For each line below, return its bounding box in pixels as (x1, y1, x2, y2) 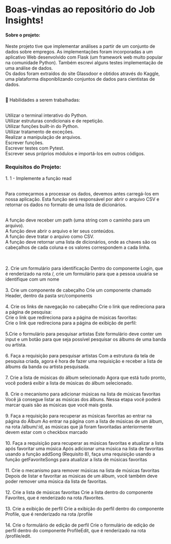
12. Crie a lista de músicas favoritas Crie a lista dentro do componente (5, 489, 153, 495)
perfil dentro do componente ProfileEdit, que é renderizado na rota (5, 527, 146, 533)
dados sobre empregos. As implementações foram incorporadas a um (5, 49, 153, 55)
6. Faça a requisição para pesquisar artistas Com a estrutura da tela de (5, 352, 155, 358)
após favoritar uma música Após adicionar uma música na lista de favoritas (5, 445, 164, 451)
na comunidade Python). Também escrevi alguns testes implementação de (5, 60, 163, 66)
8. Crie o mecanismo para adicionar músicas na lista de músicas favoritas (5, 391, 161, 397)
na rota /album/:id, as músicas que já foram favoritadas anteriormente (5, 423, 153, 430)
